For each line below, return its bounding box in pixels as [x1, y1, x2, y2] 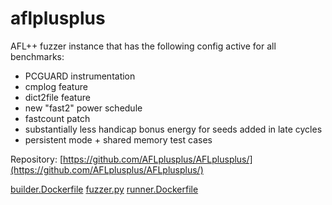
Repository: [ [10, 153, 63, 165]
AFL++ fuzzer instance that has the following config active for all [10, 40, 277, 52]
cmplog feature [24, 80, 88, 92]
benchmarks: [10, 50, 65, 62]
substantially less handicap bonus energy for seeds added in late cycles [24, 123, 323, 135]
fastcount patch [24, 112, 91, 124]
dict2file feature [24, 91, 91, 103]
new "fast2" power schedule [24, 102, 143, 114]
